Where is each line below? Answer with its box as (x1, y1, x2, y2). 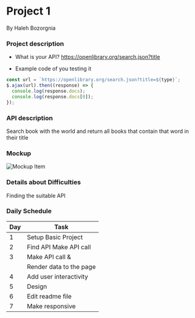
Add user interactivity (27, 272, 89, 280)
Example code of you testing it (15, 65, 92, 72)
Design (27, 282, 47, 291)
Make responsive (27, 302, 76, 310)
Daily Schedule (6, 207, 52, 215)
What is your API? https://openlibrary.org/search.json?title (15, 53, 160, 61)
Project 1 (6, 4, 50, 18)
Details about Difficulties (6, 178, 81, 186)
